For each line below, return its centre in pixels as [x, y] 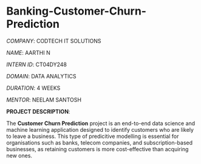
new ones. [19, 155]
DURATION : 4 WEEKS [33, 88]
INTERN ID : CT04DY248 [36, 64]
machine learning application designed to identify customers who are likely [100, 129]
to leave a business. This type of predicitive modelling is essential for [93, 136]
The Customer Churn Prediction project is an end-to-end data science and [101, 123]
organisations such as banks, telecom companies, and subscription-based [100, 142]
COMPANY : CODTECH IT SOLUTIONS [54, 41]
